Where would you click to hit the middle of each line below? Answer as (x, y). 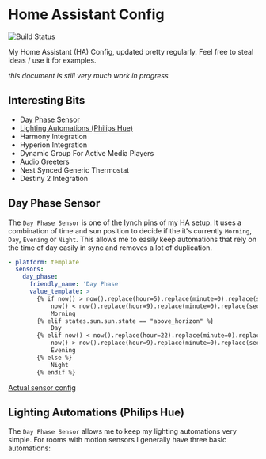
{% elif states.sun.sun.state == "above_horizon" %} (125, 321)
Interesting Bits (47, 101)
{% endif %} (57, 372)
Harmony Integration (53, 136)
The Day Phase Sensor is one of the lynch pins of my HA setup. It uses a (125, 222)
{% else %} (55, 358)
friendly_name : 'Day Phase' (76, 284)
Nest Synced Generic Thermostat (74, 170)
